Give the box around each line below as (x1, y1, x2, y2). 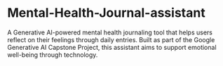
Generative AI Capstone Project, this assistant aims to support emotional (7, 43, 217, 51)
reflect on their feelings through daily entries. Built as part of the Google (7, 35, 215, 44)
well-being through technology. (7, 51, 98, 59)
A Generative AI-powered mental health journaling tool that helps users (7, 28, 212, 37)
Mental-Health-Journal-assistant (7, 5, 205, 21)
